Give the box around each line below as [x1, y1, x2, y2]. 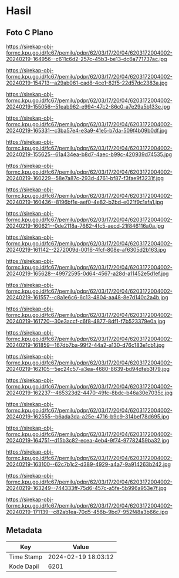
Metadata [6, 525, 42, 535]
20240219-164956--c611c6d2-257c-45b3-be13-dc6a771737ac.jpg [6, 56, 167, 62]
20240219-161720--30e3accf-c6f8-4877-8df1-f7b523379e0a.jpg [6, 318, 166, 325]
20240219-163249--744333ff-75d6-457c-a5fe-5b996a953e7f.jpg [6, 485, 167, 491]
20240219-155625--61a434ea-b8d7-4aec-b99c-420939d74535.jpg [6, 151, 172, 158]
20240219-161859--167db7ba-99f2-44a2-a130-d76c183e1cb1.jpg [6, 342, 165, 349]
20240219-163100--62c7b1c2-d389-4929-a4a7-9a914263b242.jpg [6, 461, 171, 468]
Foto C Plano [6, 28, 53, 38]
